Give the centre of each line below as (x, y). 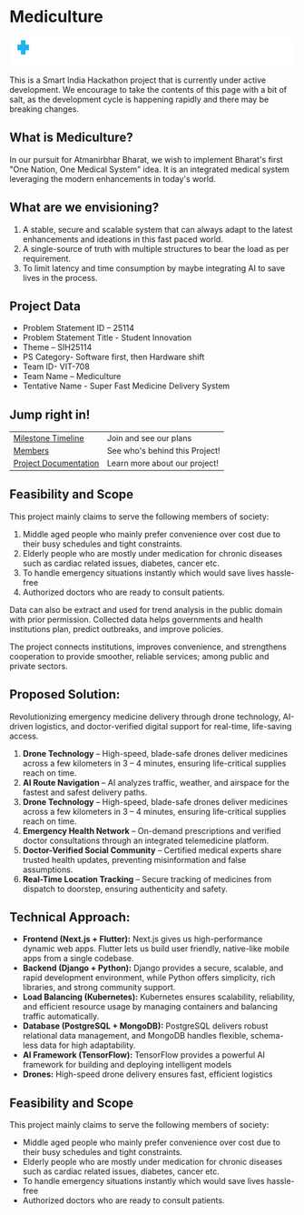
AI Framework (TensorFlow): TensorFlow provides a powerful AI (144, 1055)
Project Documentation (56, 463)
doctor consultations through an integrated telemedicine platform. (146, 840)
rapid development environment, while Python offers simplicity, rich (149, 978)
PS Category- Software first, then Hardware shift (113, 357)
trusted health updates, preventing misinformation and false (134, 859)
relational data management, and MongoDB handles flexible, (135, 1036)
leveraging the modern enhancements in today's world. (113, 178)
